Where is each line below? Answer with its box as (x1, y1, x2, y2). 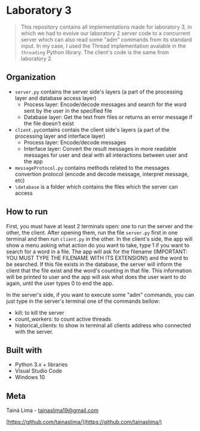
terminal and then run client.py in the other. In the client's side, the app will (6, 235, 193, 242)
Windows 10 (14, 374, 45, 381)
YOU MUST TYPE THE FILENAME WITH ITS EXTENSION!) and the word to (6, 254, 189, 261)
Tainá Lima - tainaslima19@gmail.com (6, 407, 99, 414)
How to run (6, 207, 48, 217)
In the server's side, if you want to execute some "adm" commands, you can (6, 291, 195, 298)
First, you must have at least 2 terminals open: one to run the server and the (6, 222, 193, 230)
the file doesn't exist (23, 120, 74, 127)
